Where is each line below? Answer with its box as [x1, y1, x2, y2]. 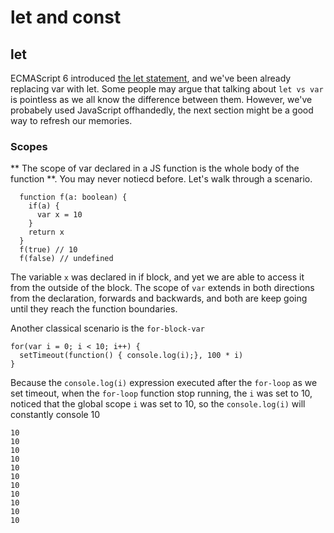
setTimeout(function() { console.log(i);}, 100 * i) [19, 351, 244, 361]
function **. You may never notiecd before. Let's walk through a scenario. [10, 173, 313, 185]
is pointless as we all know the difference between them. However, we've [10, 94, 313, 105]
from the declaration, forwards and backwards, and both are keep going [10, 292, 308, 305]
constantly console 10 [10, 409, 101, 421]
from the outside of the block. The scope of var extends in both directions [10, 282, 315, 294]
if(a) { [28, 201, 60, 211]
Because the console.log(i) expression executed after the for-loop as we [10, 377, 318, 389]
